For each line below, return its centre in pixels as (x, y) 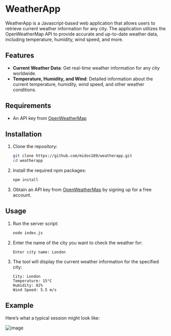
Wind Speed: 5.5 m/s (35, 290)
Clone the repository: (35, 146)
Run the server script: (36, 223)
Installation (24, 134)
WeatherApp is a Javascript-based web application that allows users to (80, 23)
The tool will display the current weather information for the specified (86, 261)
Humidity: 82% (28, 285)
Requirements (28, 106)
